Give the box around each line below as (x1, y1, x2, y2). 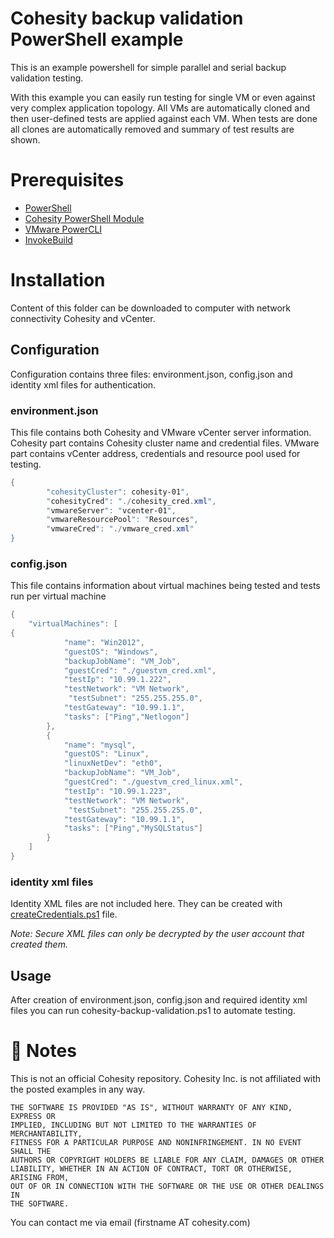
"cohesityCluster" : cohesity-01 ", (46, 487, 190, 497)
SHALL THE (10, 1147, 52, 1157)
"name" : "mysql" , (63, 740, 137, 750)
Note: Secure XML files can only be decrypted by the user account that (10, 928, 305, 940)
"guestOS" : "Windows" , (63, 647, 159, 657)
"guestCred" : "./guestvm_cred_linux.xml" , (63, 777, 244, 787)
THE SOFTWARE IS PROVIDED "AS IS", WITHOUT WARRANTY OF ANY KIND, (10, 1103, 293, 1113)
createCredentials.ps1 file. (10, 908, 118, 921)
